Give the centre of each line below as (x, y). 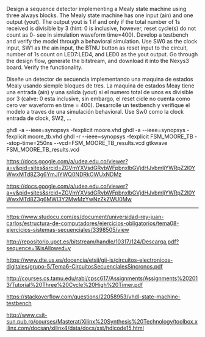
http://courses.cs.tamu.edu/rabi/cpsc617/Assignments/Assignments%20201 (102, 278)
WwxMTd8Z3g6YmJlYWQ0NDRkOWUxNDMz (64, 174)
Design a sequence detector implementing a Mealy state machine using (96, 9)
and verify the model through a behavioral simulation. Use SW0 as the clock (102, 41)
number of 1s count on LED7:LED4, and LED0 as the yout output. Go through (102, 54)
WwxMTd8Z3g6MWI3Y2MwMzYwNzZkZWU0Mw (69, 199)
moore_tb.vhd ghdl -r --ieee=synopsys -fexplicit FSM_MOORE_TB (110, 136)
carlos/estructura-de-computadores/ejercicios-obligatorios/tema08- (93, 223)
